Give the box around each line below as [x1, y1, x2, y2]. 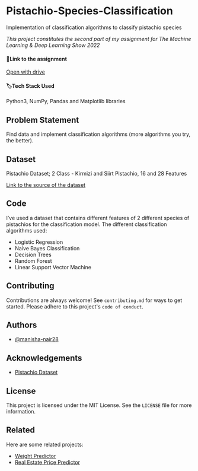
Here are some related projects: [6, 441, 84, 448]
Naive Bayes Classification [14, 244, 80, 252]
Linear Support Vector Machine [14, 263, 92, 270]
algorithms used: [6, 227, 47, 234]
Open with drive [6, 68, 46, 75]
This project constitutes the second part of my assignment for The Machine [6, 35, 191, 42]
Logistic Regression [14, 238, 63, 246]
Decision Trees [14, 251, 52, 258]
